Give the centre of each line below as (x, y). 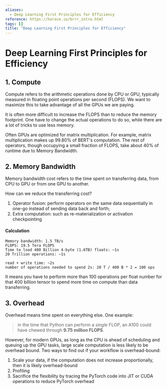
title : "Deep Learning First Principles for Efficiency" (66, 28)
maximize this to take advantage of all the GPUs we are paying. (70, 105)
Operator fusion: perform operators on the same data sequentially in (83, 203)
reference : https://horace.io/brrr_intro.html (54, 19)
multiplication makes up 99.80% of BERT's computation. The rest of (75, 140)
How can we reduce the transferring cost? (49, 193)
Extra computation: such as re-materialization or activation (73, 213)
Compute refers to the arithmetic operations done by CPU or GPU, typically (82, 94)
